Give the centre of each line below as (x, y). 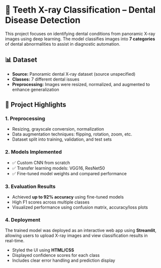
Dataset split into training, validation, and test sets (62, 139)
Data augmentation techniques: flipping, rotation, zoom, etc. (72, 134)
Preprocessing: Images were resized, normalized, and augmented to (81, 84)
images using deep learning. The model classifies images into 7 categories (80, 39)
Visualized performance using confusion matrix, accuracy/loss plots (80, 207)
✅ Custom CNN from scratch (41, 163)
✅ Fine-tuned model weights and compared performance (69, 173)
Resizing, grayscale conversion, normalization (58, 129)
